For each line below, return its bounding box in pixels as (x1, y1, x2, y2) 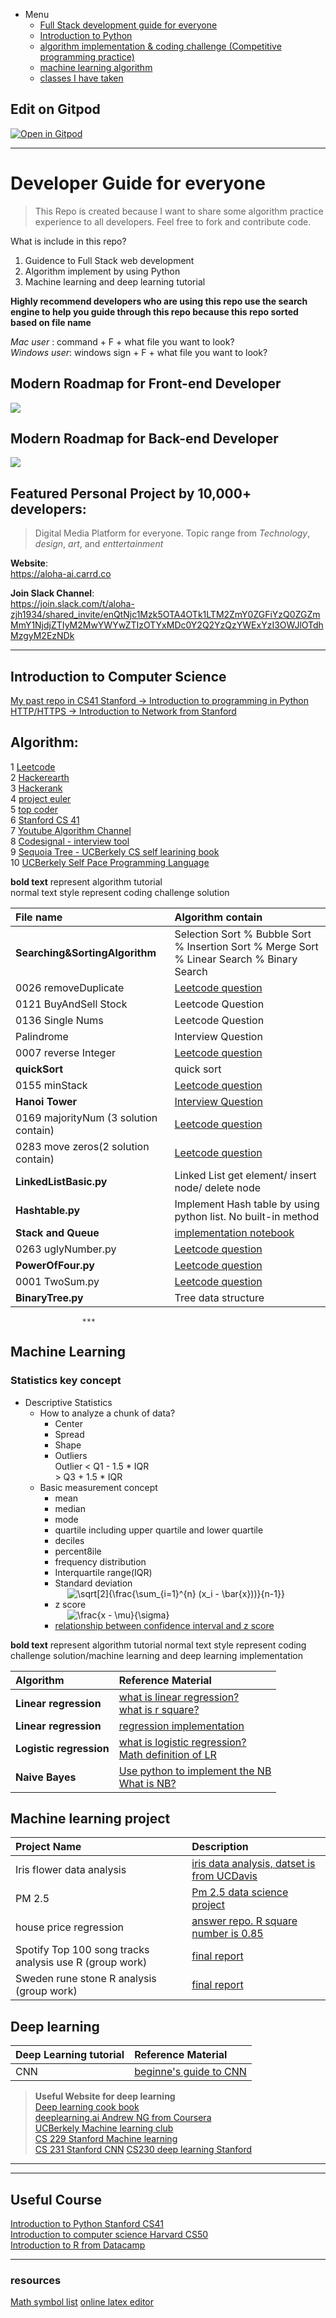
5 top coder (10, 803, 58, 815)
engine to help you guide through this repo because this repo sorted (10, 305, 299, 318)
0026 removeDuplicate (15, 980, 125, 994)
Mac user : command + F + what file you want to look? (10, 335, 235, 348)
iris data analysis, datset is (191, 1857, 316, 1871)
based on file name (10, 316, 92, 328)
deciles (54, 1534, 85, 1546)
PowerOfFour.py (15, 1258, 95, 1272)
